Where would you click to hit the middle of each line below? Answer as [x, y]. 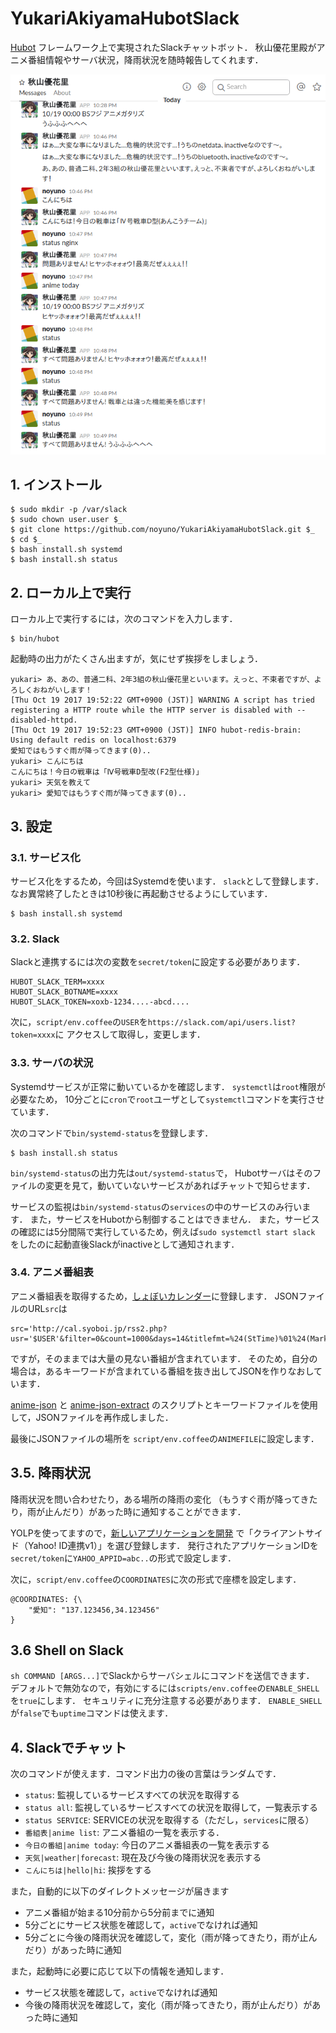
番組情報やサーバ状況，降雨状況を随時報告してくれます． [145, 59]
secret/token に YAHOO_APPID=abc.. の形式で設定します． [123, 1558]
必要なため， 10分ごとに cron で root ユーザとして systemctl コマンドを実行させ [167, 1099]
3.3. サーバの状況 [52, 1063]
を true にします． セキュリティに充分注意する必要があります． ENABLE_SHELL [166, 1701]
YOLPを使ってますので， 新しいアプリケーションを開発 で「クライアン [153, 1533]
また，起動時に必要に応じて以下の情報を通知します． [120, 1971]
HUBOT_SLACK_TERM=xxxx [57, 982]
